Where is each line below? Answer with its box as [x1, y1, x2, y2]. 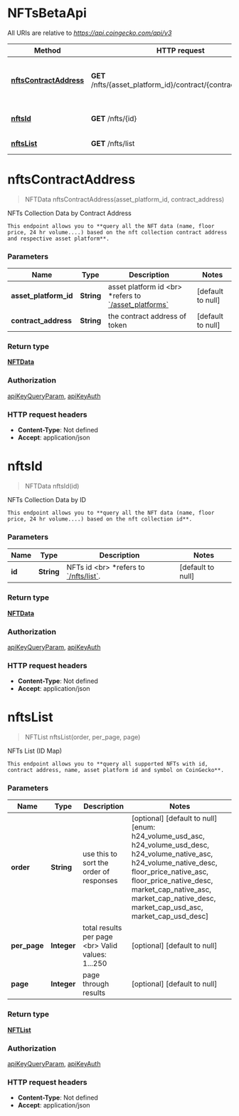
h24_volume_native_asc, [131, 849, 213, 859]
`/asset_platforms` [107, 300, 169, 310]
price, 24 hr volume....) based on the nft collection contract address [7, 229, 228, 236]
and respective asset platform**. [7, 235, 110, 242]
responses [83, 876, 118, 886]
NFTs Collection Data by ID [7, 496, 87, 504]
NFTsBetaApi [7, 5, 87, 21]
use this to [83, 849, 117, 859]
